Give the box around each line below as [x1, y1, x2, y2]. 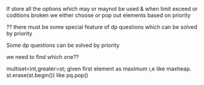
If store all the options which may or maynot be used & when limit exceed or [6, 5, 198, 12]
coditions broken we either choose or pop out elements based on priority [6, 12, 191, 19]
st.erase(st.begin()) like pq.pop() [6, 72, 89, 78]
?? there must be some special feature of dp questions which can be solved [6, 24, 198, 30]
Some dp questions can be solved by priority [6, 42, 119, 49]
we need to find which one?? [6, 53, 80, 60]
